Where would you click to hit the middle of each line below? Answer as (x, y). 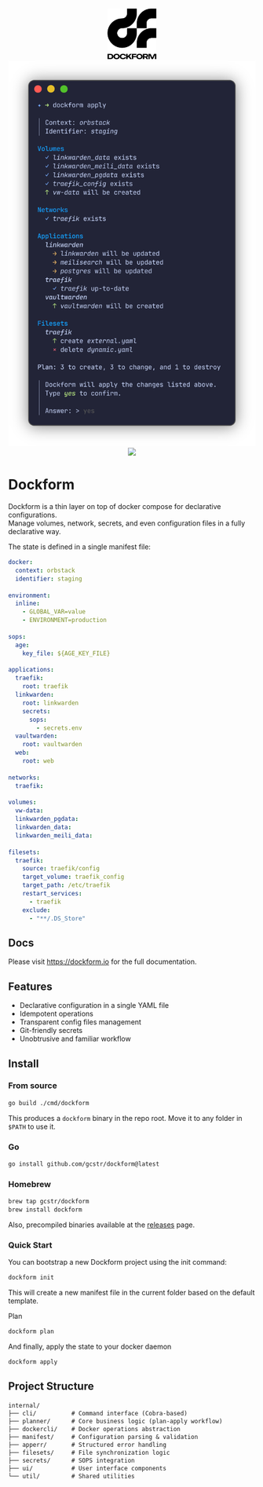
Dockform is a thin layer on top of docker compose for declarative (115, 507)
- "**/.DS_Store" (57, 918)
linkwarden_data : (44, 828)
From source (33, 1086)
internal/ (24, 1405)
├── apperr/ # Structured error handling (88, 1445)
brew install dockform (45, 1210)
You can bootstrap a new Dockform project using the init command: (118, 1262)
